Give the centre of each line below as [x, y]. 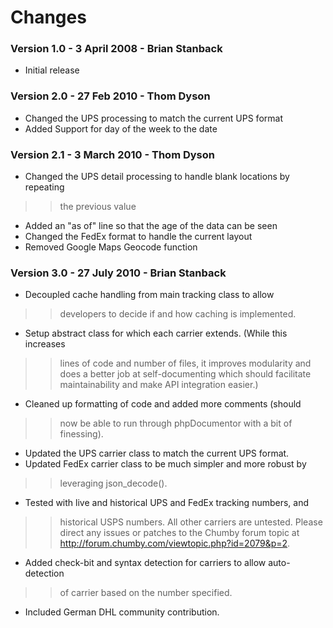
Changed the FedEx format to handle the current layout [138, 237]
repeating [44, 187]
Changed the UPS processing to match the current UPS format [153, 118]
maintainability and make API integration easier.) [159, 385]
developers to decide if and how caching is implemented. [178, 314]
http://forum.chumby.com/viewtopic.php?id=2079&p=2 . [175, 543]
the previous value [98, 207]
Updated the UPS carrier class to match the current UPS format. [157, 453]
